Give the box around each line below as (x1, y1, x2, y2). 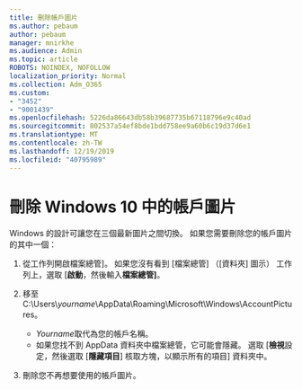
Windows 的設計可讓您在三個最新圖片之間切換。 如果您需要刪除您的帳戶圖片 (9, 228, 292, 239)
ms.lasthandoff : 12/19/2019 (9, 146, 115, 155)
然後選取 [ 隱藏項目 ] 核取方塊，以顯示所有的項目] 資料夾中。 (51, 351, 272, 362)
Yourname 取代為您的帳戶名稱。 (35, 329, 154, 340)
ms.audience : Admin (9, 47, 83, 56)
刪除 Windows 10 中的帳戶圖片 (9, 197, 236, 217)
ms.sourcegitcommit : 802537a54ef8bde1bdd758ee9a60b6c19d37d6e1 (9, 122, 252, 131)
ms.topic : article (9, 55, 78, 64)
